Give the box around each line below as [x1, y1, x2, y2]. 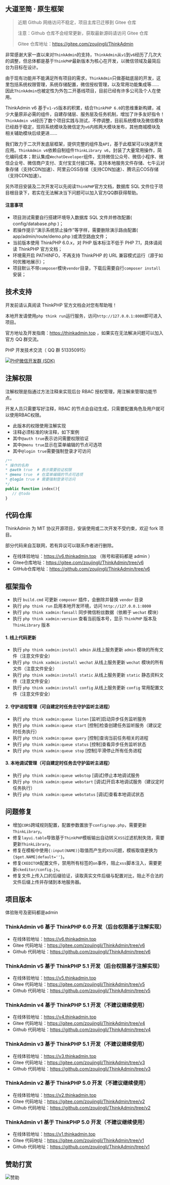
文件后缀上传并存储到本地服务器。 [12, 878, 84, 885]
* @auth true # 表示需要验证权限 [5, 468, 72, 473]
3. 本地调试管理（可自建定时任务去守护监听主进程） [5, 760, 113, 766]
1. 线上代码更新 [5, 634, 36, 640]
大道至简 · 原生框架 [5, 5, 64, 14]
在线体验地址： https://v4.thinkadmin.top [12, 1014, 97, 1020]
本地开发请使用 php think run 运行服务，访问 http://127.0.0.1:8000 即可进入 [5, 313, 162, 319]
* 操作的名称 [5, 463, 29, 468]
